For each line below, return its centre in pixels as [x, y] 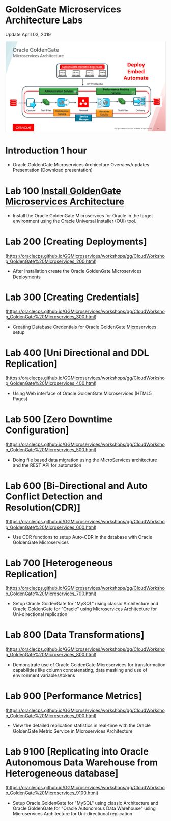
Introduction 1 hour [46, 151]
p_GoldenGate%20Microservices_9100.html [51, 793]
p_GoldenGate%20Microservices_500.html [50, 450]
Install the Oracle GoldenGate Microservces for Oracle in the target [83, 216]
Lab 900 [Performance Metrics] [74, 696]
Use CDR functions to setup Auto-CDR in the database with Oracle [82, 537]
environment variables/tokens [44, 675]
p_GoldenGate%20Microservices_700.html [50, 594]
